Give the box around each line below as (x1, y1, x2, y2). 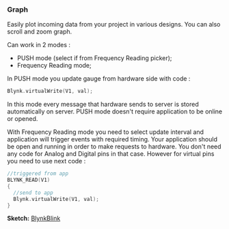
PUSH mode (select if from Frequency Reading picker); (16, 54, 172, 62)
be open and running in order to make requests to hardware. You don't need (7, 142, 221, 151)
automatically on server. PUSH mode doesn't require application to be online (7, 107, 223, 116)
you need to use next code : (7, 157, 86, 165)
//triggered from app (7, 170, 69, 177)
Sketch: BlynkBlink (7, 214, 61, 223)
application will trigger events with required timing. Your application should (7, 135, 217, 144)
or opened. (7, 115, 38, 123)
